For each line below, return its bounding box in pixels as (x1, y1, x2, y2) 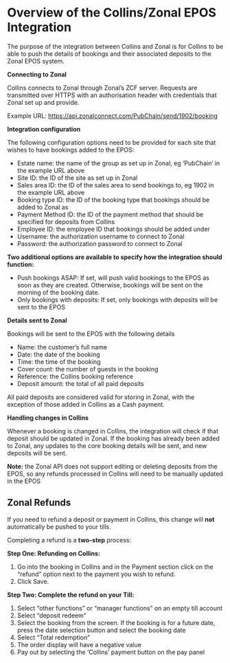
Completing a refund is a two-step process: (7, 535, 132, 544)
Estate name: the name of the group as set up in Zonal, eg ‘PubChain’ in (16, 159, 220, 167)
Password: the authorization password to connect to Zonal (16, 239, 183, 247)
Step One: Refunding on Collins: (7, 549, 101, 558)
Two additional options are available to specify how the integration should (7, 253, 222, 261)
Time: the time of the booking (16, 357, 101, 366)
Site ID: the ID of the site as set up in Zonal (16, 174, 138, 182)
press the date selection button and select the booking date (16, 626, 186, 634)
